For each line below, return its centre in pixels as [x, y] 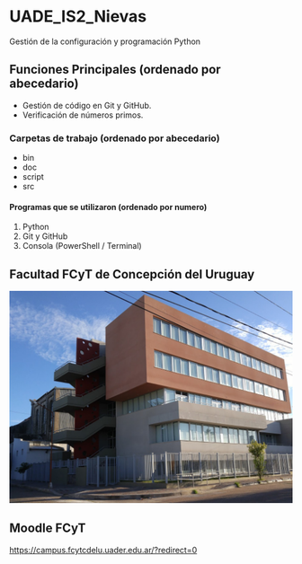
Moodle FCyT [48, 529]
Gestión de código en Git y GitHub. [87, 105]
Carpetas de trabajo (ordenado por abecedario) [115, 138]
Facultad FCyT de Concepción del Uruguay [132, 274]
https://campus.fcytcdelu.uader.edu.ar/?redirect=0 [103, 550]
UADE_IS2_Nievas [78, 17]
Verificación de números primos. [83, 115]
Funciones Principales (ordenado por [115, 70]
